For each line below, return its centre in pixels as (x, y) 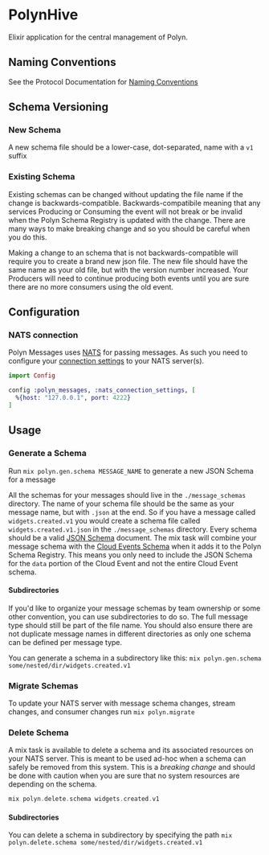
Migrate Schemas (43, 685)
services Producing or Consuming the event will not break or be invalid (126, 212)
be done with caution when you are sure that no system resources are (124, 776)
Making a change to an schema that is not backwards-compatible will (123, 253)
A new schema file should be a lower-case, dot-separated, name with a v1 (131, 147)
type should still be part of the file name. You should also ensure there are (130, 625)
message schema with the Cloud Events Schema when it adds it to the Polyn (135, 546)
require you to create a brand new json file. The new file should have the (128, 261)
